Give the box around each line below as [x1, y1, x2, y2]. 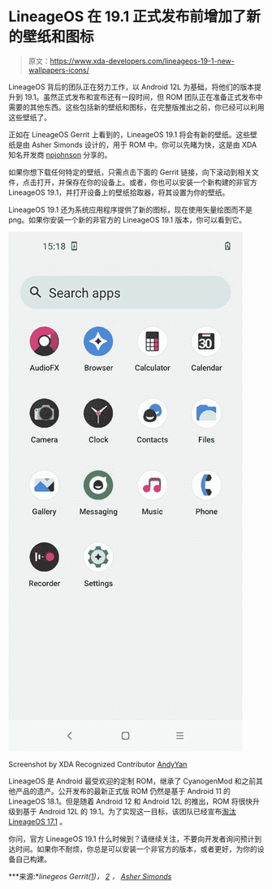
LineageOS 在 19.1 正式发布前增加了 [8, 7, 247, 26]
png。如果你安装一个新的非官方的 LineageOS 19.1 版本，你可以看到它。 [8, 214, 246, 224]
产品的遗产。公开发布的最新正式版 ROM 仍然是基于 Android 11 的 [15, 786, 231, 796]
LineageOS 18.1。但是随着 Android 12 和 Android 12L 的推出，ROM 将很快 [8, 796, 253, 806]
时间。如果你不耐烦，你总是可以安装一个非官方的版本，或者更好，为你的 [15, 844, 257, 853]
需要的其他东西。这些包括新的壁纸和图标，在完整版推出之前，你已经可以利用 [8, 102, 265, 112]
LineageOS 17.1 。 [8, 817, 67, 826]
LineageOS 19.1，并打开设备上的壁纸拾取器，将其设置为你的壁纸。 [8, 188, 230, 197]
